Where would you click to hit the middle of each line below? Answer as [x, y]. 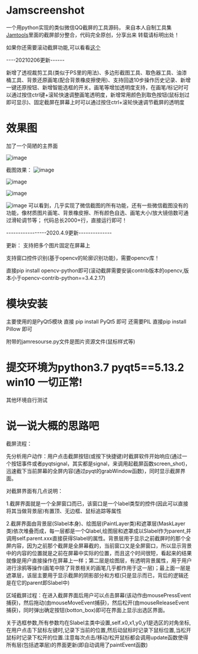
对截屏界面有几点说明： [34, 491]
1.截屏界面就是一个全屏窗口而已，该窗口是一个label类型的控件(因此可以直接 [97, 503]
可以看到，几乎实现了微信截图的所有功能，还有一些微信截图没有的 [108, 205]
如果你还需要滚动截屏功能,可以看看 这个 [54, 47]
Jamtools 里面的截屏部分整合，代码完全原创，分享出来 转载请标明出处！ [93, 35]
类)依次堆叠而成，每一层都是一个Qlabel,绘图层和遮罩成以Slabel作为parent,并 [99, 531]
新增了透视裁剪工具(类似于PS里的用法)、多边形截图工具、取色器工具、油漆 [97, 72]
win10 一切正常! [44, 382]
